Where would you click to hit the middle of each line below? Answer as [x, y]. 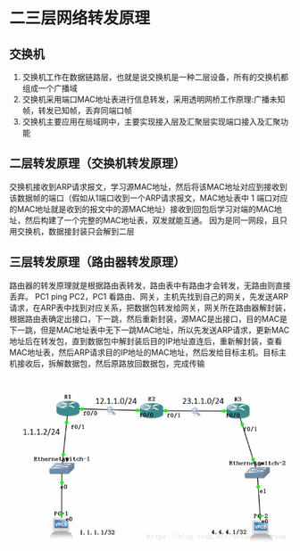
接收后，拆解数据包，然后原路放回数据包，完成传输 [111, 363]
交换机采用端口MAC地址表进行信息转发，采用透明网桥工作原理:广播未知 [154, 99]
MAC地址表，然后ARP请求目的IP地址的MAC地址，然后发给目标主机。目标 [144, 352]
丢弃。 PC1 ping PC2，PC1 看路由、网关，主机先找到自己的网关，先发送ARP [149, 296]
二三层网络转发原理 [80, 18]
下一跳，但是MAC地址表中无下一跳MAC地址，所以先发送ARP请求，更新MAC [150, 330]
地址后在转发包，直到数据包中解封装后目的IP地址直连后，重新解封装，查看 [146, 341]
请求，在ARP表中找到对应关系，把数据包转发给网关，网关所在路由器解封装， [150, 308]
